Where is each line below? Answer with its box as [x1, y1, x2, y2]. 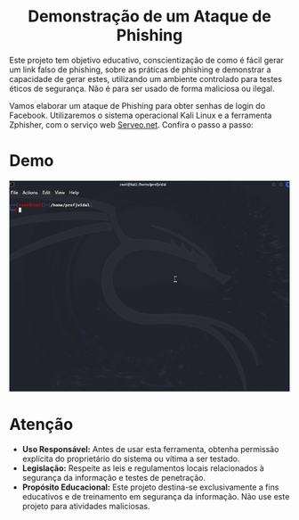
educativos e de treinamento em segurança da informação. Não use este [21, 491, 290, 501]
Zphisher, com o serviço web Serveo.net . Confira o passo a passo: [9, 119, 254, 130]
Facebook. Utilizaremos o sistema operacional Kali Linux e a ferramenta [9, 110, 272, 120]
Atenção [9, 414, 74, 434]
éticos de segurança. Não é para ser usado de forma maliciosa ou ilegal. [9, 83, 275, 94]
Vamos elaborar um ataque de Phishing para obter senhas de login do [9, 100, 265, 111]
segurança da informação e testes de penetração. [21, 472, 206, 483]
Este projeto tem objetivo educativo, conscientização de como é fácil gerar [9, 54, 285, 65]
